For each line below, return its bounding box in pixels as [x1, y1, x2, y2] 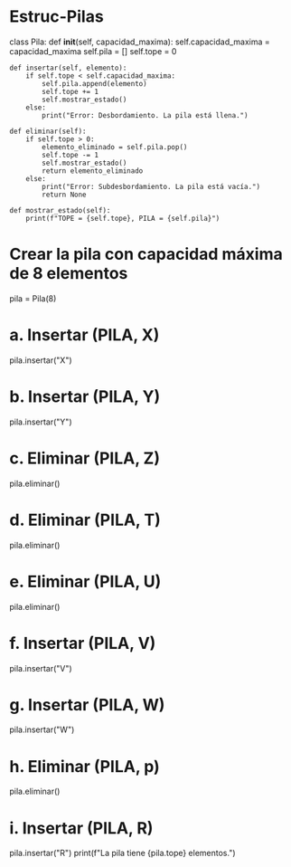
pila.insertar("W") [9, 724, 75, 735]
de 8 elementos [9, 263, 128, 284]
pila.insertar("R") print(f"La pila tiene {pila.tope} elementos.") [9, 848, 237, 859]
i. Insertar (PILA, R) [9, 817, 154, 838]
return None [42, 190, 88, 199]
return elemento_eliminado [42, 166, 144, 176]
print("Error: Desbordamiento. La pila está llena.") [42, 110, 249, 119]
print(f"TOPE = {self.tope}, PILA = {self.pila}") [25, 214, 221, 223]
